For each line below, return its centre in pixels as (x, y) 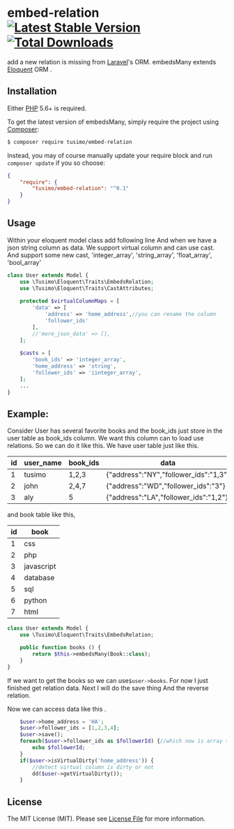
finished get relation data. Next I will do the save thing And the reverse (108, 688)
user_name (43, 463)
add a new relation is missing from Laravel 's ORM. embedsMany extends (112, 62)
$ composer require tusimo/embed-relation (70, 142)
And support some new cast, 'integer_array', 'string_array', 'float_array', (110, 255)
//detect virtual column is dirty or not (93, 767)
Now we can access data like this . (57, 709)
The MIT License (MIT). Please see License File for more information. (106, 819)
